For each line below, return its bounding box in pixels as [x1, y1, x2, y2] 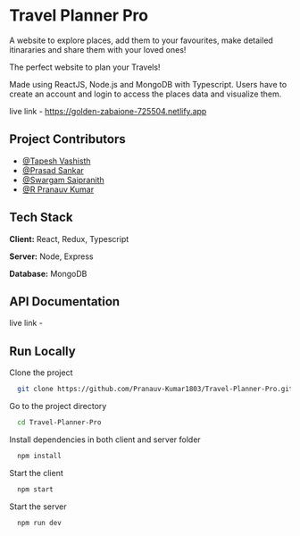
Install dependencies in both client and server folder [9, 434, 201, 445]
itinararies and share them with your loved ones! [9, 44, 187, 54]
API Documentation [9, 294, 121, 309]
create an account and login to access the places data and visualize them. [9, 88, 282, 99]
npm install [17, 451, 62, 460]
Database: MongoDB [9, 268, 87, 279]
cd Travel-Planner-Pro [17, 418, 102, 427]
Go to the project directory [9, 401, 107, 412]
